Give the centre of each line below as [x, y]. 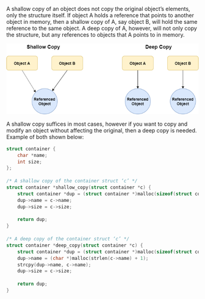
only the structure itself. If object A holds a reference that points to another [100, 15]
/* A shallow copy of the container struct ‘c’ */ [72, 181]
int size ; [30, 162]
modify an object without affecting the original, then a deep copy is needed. [102, 130]
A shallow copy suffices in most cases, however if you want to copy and [97, 124]
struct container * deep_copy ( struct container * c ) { [75, 245]
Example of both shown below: [45, 137]
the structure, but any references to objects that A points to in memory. [95, 35]
